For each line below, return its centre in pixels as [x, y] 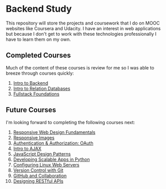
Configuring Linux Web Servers [46, 164]
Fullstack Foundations [36, 94]
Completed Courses [38, 55]
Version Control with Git [38, 170]
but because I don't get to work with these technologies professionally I [81, 34]
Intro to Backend [30, 83]
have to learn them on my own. [38, 39]
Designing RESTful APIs [38, 181]
